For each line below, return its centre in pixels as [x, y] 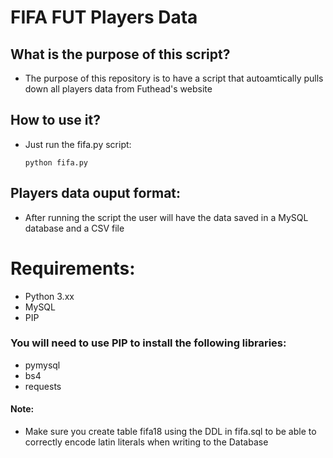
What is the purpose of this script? [120, 54]
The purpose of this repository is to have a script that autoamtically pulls [174, 78]
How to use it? [55, 120]
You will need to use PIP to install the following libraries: [148, 343]
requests [43, 386]
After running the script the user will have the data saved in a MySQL [166, 217]
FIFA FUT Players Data [104, 17]
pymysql [42, 365]
